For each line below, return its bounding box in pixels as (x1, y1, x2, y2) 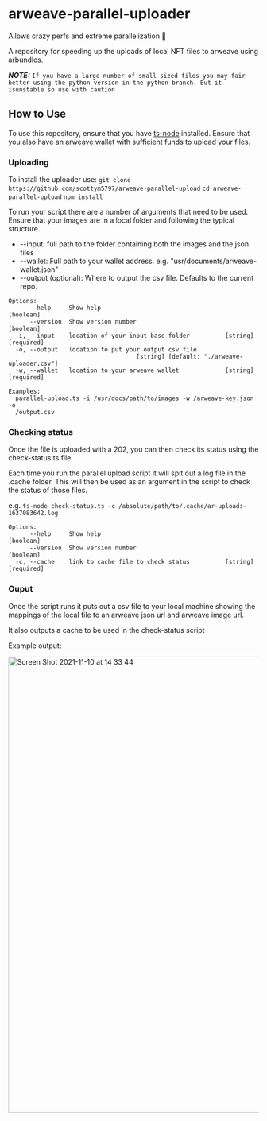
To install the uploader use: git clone (8, 175, 131, 184)
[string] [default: (136, 353, 201, 361)
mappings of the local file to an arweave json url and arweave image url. (8, 610, 245, 619)
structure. (8, 224, 41, 234)
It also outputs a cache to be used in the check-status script (8, 625, 205, 634)
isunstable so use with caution (8, 85, 115, 94)
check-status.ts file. (8, 453, 74, 463)
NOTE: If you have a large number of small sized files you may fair (8, 70, 246, 80)
